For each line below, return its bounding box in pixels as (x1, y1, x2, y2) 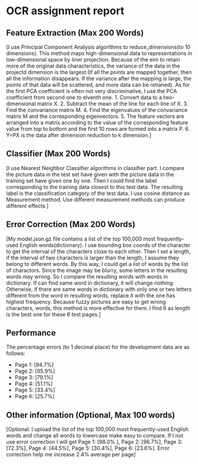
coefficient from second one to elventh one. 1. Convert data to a (6, 94, 162, 101)
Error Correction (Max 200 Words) (6, 219, 136, 229)
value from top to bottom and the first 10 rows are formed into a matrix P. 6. (6, 126, 190, 132)
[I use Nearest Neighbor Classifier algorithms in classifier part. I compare (6, 164, 185, 171)
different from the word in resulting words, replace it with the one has (6, 292, 175, 299)
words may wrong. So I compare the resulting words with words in (6, 273, 168, 280)
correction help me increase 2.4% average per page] (6, 451, 136, 458)
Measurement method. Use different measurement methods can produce (6, 196, 185, 203)
